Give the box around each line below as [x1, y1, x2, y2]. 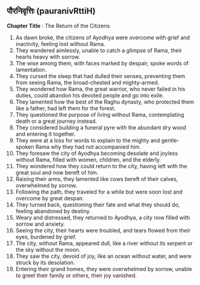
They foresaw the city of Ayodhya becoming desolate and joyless [15, 149, 178, 157]
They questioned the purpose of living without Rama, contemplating [15, 111, 184, 118]
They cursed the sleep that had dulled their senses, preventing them [15, 72, 186, 79]
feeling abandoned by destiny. [15, 207, 91, 215]
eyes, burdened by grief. [15, 233, 77, 240]
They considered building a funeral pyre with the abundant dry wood [15, 123, 186, 131]
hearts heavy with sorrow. [15, 53, 80, 61]
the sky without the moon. [15, 246, 81, 253]
